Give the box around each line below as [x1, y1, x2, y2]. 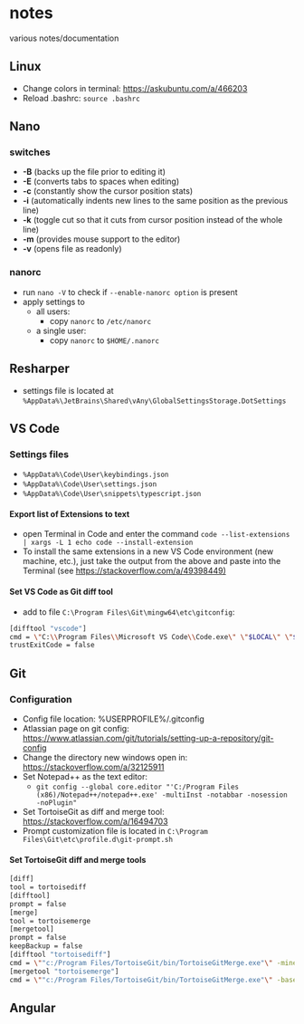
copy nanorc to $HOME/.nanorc [49, 334, 160, 346]
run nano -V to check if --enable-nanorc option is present [22, 286, 238, 297]
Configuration [9, 693, 72, 705]
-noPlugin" [35, 798, 78, 808]
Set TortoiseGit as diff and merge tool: [22, 806, 165, 817]
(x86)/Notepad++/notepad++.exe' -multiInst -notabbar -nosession [35, 790, 288, 799]
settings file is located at [22, 385, 115, 396]
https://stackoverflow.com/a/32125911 [22, 761, 165, 772]
